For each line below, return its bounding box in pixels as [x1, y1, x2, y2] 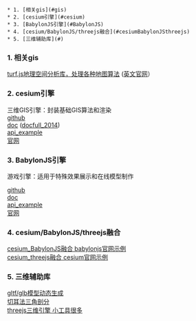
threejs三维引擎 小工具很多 [7, 306, 83, 315]
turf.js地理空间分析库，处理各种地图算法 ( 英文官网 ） [7, 70, 154, 78]
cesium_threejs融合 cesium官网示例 [7, 253, 109, 262]
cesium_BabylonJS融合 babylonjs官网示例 [7, 245, 127, 253]
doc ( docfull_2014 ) [7, 121, 61, 129]
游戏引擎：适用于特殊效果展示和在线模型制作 [7, 172, 134, 180]
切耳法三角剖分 [7, 298, 50, 306]
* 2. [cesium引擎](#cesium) [7, 14, 86, 21]
